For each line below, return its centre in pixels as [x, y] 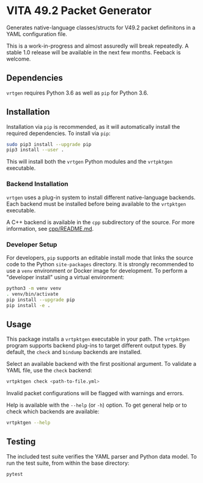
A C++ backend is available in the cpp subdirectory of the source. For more [101, 222]
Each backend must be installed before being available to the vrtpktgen [96, 204]
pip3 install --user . [35, 150]
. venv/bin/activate [33, 294]
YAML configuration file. [37, 34]
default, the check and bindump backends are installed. [74, 352]
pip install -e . [28, 305]
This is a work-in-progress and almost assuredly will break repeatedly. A [98, 46]
